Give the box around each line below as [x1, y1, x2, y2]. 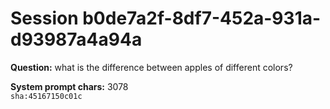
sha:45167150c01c [10, 91, 83, 101]
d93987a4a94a [10, 28, 143, 51]
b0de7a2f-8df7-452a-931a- [82, 7, 322, 30]
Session [10, 7, 79, 30]
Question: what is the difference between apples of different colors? [10, 61, 293, 73]
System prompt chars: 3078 [10, 80, 129, 92]
